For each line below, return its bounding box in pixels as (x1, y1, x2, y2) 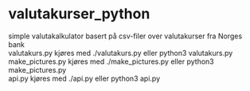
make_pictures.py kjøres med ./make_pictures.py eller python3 (8, 57, 214, 66)
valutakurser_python (8, 5, 150, 23)
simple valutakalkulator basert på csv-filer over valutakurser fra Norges (8, 31, 243, 41)
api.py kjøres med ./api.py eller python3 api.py (8, 73, 161, 83)
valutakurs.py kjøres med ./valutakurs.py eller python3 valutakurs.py (8, 48, 233, 57)
